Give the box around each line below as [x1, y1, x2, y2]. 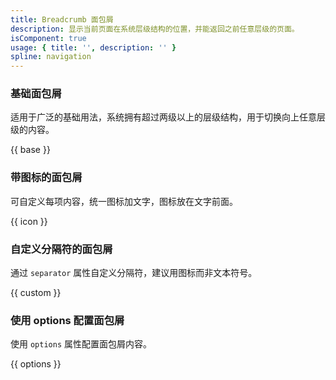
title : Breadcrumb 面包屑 [10, 14, 114, 25]
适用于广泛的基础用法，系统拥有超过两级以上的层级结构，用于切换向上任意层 [10, 111, 326, 123]
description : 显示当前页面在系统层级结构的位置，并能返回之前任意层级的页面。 [10, 24, 300, 34]
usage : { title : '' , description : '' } [10, 42, 177, 53]
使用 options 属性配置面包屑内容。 [10, 338, 152, 350]
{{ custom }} [10, 287, 62, 299]
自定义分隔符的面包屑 [10, 242, 113, 256]
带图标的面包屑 [10, 171, 83, 185]
